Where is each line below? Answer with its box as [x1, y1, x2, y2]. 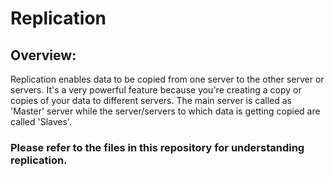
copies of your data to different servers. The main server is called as [10, 95, 293, 106]
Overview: [10, 47, 77, 64]
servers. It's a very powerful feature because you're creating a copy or [10, 84, 302, 96]
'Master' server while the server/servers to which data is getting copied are [10, 105, 321, 117]
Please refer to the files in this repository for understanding [10, 140, 305, 154]
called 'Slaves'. [10, 116, 72, 127]
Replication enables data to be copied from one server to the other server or [10, 73, 325, 85]
